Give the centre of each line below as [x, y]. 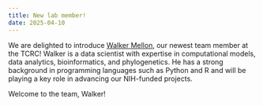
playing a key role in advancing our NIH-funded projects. [101, 79]
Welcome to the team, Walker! [57, 93]
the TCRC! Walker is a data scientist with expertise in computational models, [132, 53]
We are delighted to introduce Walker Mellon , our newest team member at [128, 45]
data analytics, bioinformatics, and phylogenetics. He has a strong [116, 62]
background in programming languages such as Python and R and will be [127, 70]
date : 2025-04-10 [37, 23]
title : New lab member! [47, 15]
